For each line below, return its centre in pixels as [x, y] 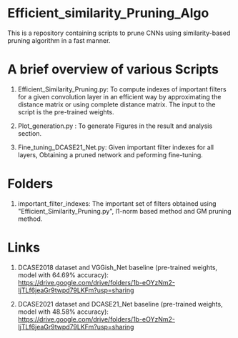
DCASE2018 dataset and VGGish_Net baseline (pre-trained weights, [118, 267]
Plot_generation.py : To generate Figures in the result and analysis [115, 126]
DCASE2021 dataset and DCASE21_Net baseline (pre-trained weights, [120, 304]
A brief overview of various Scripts [113, 70]
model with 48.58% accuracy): [63, 312]
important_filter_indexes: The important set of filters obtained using [117, 203]
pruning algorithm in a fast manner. [59, 40]
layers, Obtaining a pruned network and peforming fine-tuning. [110, 154]
